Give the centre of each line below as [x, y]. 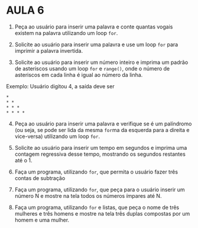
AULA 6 [25, 10]
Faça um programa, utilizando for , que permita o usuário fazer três [96, 172]
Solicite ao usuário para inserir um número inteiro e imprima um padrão [101, 62]
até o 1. [23, 160]
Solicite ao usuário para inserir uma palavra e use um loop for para [96, 44]
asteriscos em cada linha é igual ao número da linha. [79, 75]
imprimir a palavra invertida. [49, 50]
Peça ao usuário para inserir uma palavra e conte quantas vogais [94, 27]
